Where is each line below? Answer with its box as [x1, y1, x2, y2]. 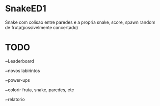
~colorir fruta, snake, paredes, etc [5, 87, 75, 93]
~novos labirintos [5, 68, 40, 73]
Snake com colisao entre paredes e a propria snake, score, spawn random [5, 19, 156, 25]
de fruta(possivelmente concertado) [5, 24, 79, 30]
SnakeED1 [5, 3, 47, 14]
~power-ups [5, 77, 30, 83]
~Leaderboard [5, 58, 34, 64]
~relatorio [5, 96, 25, 102]
